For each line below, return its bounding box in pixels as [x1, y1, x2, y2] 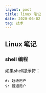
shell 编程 [5, 56, 28, 62]
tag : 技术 [5, 20, 23, 26]
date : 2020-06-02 [5, 16, 41, 21]
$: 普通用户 [5, 83, 27, 88]
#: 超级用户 [5, 78, 27, 83]
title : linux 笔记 [5, 12, 41, 17]
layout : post [5, 7, 32, 12]
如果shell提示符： [5, 68, 41, 74]
